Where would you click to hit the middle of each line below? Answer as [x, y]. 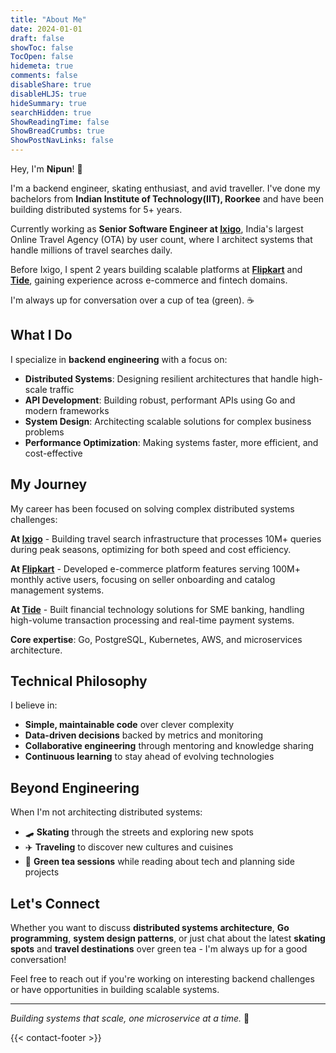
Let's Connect [55, 903]
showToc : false [42, 47]
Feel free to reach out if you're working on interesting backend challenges [162, 979]
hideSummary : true [48, 103]
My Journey [49, 484]
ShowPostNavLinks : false [62, 141]
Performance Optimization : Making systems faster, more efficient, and [171, 442]
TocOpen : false [42, 57]
